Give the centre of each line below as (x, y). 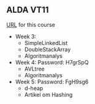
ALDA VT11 (28, 10)
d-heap (34, 88)
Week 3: (26, 36)
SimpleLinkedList (46, 43)
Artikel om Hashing (48, 94)
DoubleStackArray (47, 49)
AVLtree (34, 69)
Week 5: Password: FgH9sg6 (52, 81)
